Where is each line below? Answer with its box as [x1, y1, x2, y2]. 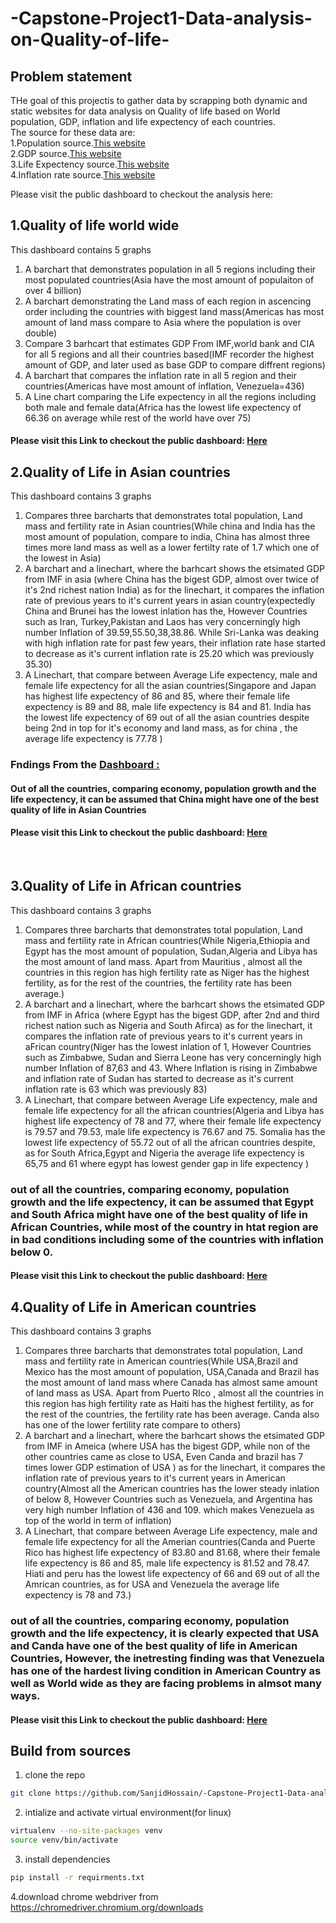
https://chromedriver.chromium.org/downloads [10, 1901, 204, 1913]
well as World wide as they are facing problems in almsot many [10, 1677, 322, 1690]
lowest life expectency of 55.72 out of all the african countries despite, [24, 1136, 316, 1148]
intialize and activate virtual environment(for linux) [24, 1807, 232, 1819]
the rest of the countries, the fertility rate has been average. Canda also [24, 1408, 320, 1421]
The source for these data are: [10, 127, 136, 138]
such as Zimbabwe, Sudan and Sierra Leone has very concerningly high [24, 1051, 322, 1063]
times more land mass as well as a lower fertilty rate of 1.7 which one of [24, 542, 320, 554]
